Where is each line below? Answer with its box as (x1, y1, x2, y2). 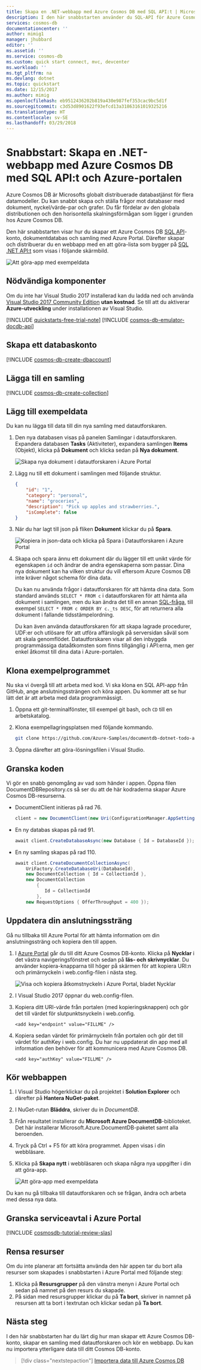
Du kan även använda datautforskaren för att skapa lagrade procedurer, (14, 623, 192, 630)
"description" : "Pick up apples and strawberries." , (26, 503, 160, 509)
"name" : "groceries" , (26, 498, 80, 504)
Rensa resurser (6, 1246, 65, 1257)
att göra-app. (14, 1167, 48, 1174)
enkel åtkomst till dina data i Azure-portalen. (14, 648, 124, 655)
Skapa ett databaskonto (6, 340, 98, 350)
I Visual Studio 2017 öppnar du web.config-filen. (14, 992, 134, 999)
